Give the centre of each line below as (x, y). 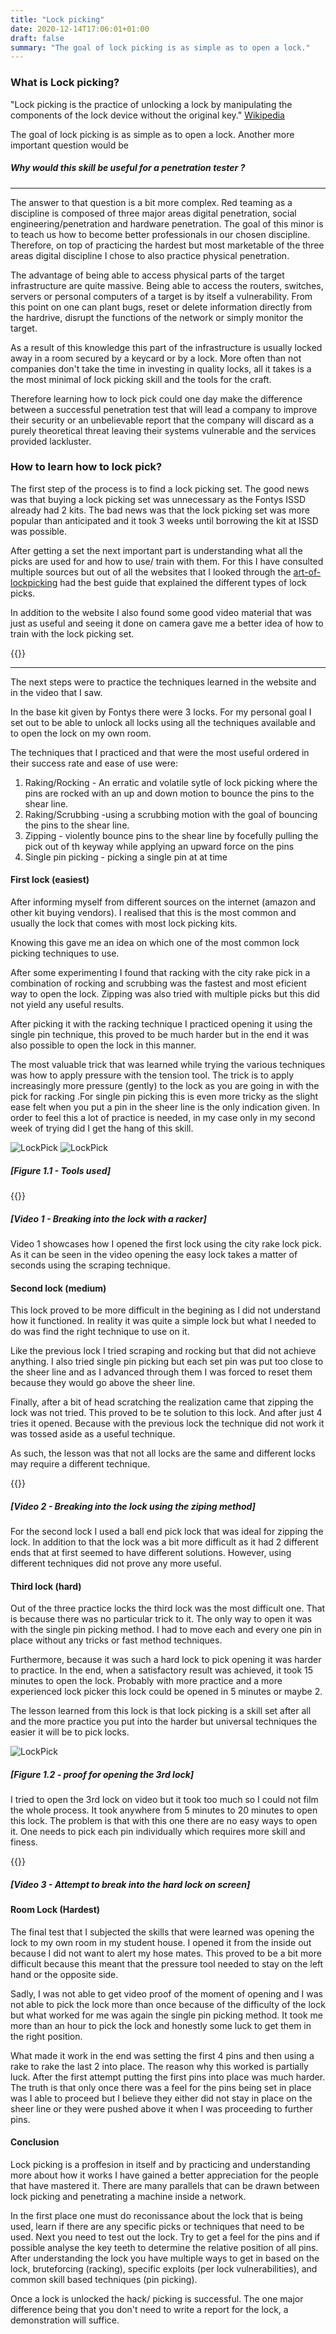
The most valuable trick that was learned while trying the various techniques (168, 1065)
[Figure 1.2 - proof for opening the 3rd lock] (102, 1774)
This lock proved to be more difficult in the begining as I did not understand (165, 1310)
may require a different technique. (80, 1464)
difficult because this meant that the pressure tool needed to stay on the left (167, 1963)
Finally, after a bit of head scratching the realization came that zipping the (162, 1402)
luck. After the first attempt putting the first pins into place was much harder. (168, 2077)
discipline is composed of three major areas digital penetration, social (153, 213)
